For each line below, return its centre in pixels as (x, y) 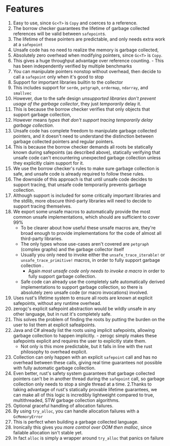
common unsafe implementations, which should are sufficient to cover (86, 217)
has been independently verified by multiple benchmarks (72, 66)
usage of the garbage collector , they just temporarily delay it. (77, 104)
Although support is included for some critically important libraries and (87, 195)
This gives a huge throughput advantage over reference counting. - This (88, 60)
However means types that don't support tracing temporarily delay (83, 120)
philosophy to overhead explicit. (54, 352)
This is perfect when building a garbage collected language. (76, 422)
